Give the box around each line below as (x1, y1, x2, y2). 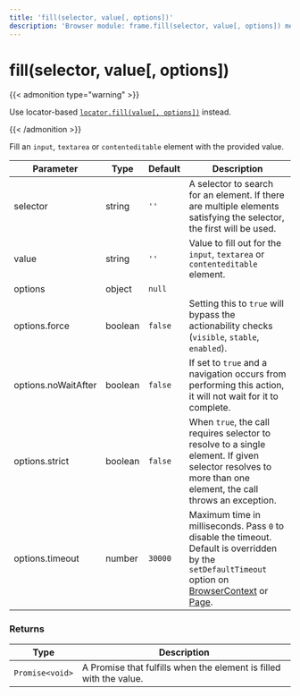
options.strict (13, 455, 70, 468)
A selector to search (188, 178, 274, 191)
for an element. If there (188, 189, 285, 201)
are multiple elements (188, 200, 279, 213)
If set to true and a (188, 357, 268, 369)
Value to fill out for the (188, 237, 281, 250)
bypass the (188, 309, 236, 321)
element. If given (188, 449, 259, 462)
